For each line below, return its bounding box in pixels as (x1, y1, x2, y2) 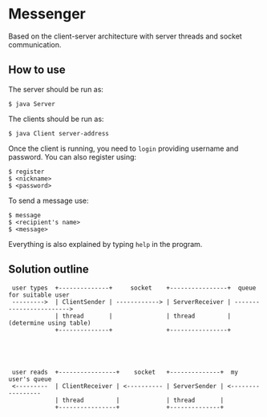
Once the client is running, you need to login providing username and (8, 144, 239, 153)
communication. (8, 39, 62, 49)
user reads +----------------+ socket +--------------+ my (11, 368, 239, 376)
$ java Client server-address (8, 129, 110, 137)
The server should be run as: (8, 84, 104, 94)
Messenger (8, 5, 87, 23)
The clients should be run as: (8, 114, 104, 123)
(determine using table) (8, 318, 91, 327)
